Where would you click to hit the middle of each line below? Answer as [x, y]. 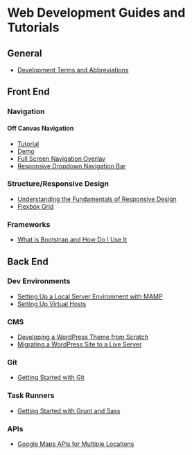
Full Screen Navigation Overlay [61, 159]
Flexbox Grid [35, 206]
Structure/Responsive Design [58, 184]
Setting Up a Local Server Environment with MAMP [90, 296]
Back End [28, 261]
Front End [28, 92]
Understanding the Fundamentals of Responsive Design [97, 199]
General [25, 53]
